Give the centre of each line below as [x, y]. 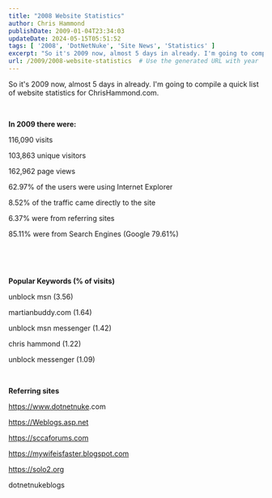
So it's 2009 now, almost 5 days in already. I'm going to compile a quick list [134, 84]
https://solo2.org [36, 469]
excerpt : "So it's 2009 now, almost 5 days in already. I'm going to [128, 53]
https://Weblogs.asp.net [49, 422]
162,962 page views [42, 171]
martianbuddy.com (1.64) [50, 312]
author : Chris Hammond [47, 23]
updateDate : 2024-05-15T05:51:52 [65, 38]
